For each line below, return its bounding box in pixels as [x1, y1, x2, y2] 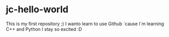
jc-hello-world [6, 4, 69, 15]
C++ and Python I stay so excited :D [6, 26, 82, 32]
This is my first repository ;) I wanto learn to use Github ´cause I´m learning [6, 21, 164, 27]
